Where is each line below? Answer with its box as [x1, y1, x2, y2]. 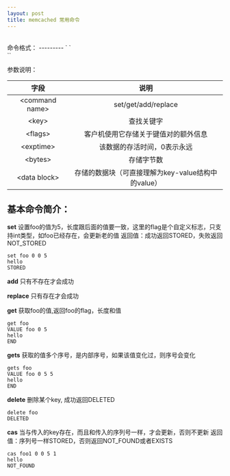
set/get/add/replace [114, 99, 178, 109]
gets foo [7, 365, 32, 372]
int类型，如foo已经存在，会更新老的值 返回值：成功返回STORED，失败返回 [12, 231, 223, 240]
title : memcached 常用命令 [7, 16, 80, 23]
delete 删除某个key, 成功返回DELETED [7, 396, 115, 404]
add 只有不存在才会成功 [7, 277, 74, 285]
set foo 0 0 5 [7, 252, 48, 259]
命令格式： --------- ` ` [7, 43, 71, 51]
